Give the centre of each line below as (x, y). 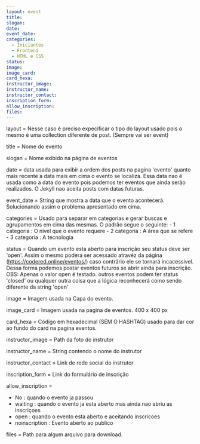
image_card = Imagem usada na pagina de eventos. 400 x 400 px (87, 310)
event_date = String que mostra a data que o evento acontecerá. (85, 200)
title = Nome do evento (34, 146)
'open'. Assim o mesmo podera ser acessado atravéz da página (84, 255)
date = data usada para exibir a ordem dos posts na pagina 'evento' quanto (99, 170)
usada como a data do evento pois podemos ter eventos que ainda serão (96, 182)
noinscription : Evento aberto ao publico (64, 423)
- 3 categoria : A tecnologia (40, 237)
